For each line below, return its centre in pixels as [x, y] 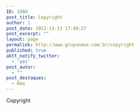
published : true [26, 51]
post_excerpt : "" [28, 34]
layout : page [22, 39]
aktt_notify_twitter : [33, 56]
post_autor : [21, 67]
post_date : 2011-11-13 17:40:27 [46, 28]
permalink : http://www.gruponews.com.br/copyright [70, 45]
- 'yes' [21, 61]
